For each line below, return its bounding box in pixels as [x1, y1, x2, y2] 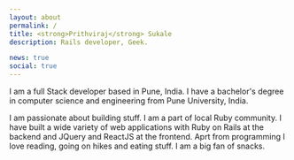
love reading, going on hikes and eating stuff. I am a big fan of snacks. [9, 141, 266, 151]
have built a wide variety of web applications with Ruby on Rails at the [9, 122, 264, 133]
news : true [9, 54, 50, 63]
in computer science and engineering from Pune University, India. [9, 95, 249, 106]
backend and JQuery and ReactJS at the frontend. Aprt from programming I [9, 132, 285, 141]
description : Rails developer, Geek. [9, 37, 149, 47]
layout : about [9, 12, 62, 22]
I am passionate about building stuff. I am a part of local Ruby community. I [9, 112, 282, 123]
